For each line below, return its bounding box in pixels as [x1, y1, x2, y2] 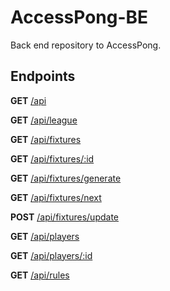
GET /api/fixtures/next [10, 191, 102, 203]
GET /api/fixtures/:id [10, 152, 95, 165]
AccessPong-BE [10, 6, 149, 29]
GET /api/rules [10, 269, 70, 281]
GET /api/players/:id [10, 249, 93, 261]
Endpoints [10, 68, 76, 85]
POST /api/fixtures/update [10, 211, 120, 223]
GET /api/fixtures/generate [10, 172, 122, 184]
